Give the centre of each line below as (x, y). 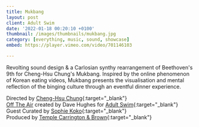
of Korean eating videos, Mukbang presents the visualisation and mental (95, 80)
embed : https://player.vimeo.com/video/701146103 (69, 46)
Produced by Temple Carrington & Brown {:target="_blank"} (79, 117)
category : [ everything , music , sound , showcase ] (68, 40)
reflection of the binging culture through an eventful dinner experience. (94, 86)
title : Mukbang (25, 12)
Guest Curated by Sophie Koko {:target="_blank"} (67, 111)
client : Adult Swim (30, 23)
